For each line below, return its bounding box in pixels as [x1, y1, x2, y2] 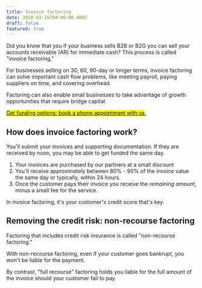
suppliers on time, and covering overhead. [6, 80, 112, 87]
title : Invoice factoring [6, 8, 71, 15]
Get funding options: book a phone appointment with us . [6, 109, 147, 117]
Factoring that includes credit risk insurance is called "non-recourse [6, 232, 175, 239]
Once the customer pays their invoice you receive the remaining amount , [14, 181, 197, 188]
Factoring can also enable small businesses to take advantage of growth [6, 91, 186, 98]
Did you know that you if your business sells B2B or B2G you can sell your [6, 42, 190, 50]
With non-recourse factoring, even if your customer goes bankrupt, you [6, 250, 185, 257]
